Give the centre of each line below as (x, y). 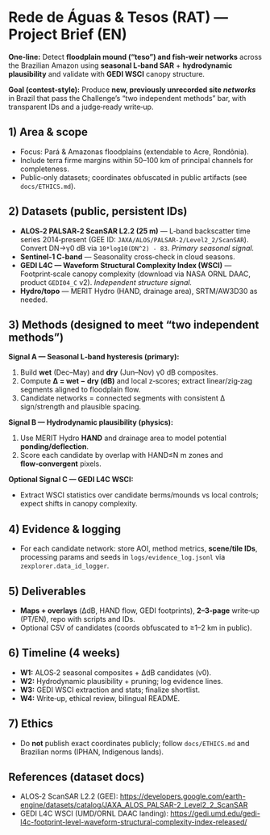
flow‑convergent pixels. (61, 464)
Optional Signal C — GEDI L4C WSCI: (71, 480)
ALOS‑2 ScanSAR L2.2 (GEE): (69, 796)
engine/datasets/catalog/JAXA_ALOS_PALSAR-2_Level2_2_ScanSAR (134, 805)
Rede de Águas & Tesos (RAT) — (118, 17)
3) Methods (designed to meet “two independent (134, 324)
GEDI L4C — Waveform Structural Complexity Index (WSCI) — (126, 265)
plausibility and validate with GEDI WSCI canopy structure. (107, 73)
